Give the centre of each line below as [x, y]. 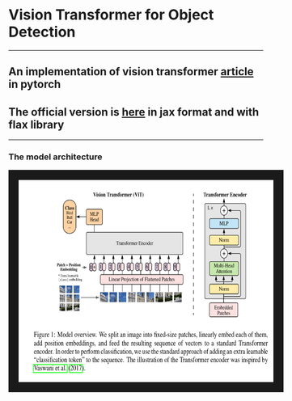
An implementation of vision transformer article [131, 72]
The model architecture [55, 157]
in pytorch [35, 84]
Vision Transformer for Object [111, 15]
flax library [36, 124]
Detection [42, 32]
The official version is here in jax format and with [134, 112]
